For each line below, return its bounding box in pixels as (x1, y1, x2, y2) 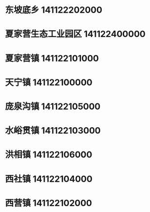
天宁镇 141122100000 (5, 77, 93, 88)
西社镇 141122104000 (5, 173, 93, 184)
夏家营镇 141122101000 (5, 53, 99, 64)
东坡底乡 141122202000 (5, 4, 102, 16)
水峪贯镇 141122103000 (5, 125, 101, 136)
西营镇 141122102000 (5, 197, 93, 209)
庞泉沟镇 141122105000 (5, 101, 101, 112)
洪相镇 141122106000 (5, 149, 93, 160)
